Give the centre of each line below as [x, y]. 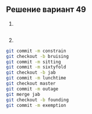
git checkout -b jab [31, 72]
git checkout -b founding [37, 100]
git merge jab [23, 94]
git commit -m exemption [36, 105]
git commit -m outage [32, 89]
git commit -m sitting [33, 62]
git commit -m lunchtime [36, 78]
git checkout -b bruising [37, 56]
